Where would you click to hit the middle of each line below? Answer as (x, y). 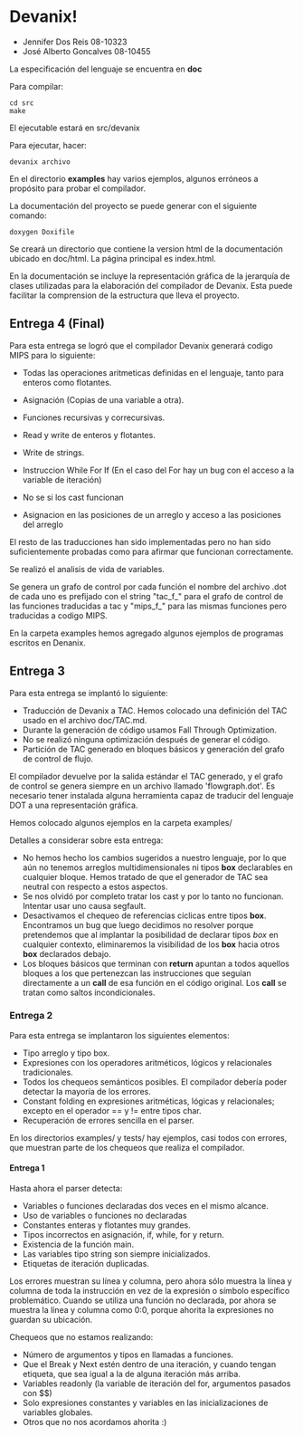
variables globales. (57, 1412)
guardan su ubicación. (51, 1320)
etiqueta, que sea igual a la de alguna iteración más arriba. (132, 1374)
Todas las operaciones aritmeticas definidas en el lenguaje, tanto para (153, 372)
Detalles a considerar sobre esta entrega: (86, 840)
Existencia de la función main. (78, 1245)
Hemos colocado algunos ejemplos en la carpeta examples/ (121, 822)
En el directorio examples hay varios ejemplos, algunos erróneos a (134, 178)
